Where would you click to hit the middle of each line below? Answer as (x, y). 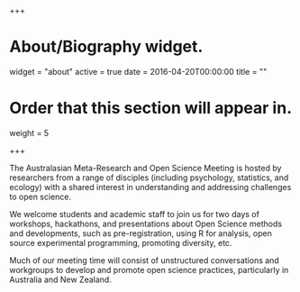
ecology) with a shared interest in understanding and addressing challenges (150, 187)
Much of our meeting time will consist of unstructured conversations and (144, 260)
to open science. (41, 196)
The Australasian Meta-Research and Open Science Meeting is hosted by (145, 168)
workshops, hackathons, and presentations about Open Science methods (145, 224)
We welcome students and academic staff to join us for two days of (134, 214)
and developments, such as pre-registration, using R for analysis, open (141, 233)
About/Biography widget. (106, 47)
